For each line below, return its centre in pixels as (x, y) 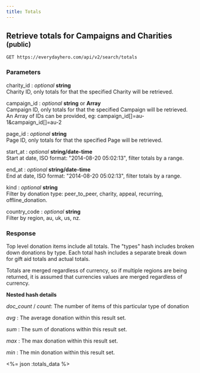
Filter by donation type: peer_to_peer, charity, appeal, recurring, (84, 194)
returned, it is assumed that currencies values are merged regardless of (95, 277)
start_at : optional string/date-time (49, 151)
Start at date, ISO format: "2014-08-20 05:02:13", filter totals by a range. (95, 158)
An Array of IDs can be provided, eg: (51, 116)
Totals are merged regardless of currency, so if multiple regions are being (97, 271)
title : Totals (24, 12)
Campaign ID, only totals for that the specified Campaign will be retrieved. (97, 109)
